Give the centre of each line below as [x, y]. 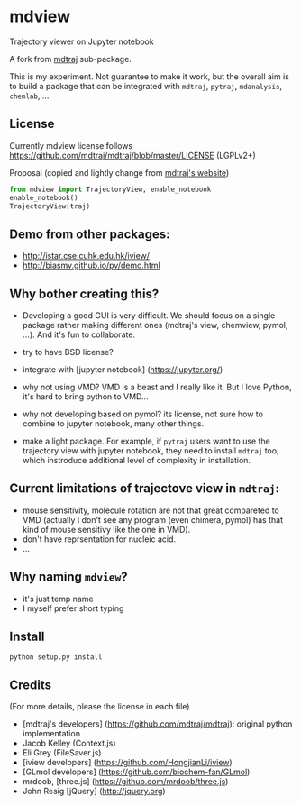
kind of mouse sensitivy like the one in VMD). [106, 529]
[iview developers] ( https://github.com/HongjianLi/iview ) [127, 763]
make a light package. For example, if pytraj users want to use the [146, 441]
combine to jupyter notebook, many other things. [113, 424]
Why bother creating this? [84, 293]
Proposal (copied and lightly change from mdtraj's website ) [119, 172]
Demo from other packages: [90, 234]
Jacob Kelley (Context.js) [69, 743]
